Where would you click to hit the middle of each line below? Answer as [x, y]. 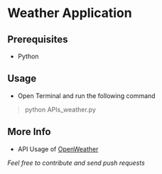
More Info [29, 132]
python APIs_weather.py [60, 109]
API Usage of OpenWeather [58, 149]
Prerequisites [38, 39]
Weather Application [70, 13]
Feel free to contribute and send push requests [76, 163]
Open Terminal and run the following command [86, 96]
